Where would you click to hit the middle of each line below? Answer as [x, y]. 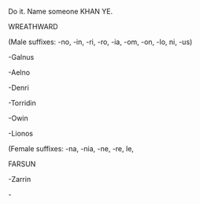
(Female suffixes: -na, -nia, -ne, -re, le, [71, 148]
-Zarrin [20, 179]
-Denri [19, 87]
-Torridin [22, 103]
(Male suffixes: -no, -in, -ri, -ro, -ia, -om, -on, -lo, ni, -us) [100, 42]
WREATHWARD [33, 26]
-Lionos [21, 134]
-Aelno [19, 72]
